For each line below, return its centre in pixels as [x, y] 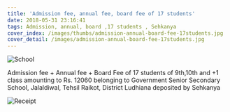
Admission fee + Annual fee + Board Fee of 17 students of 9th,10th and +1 [113, 73]
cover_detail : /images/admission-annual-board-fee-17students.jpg [106, 40]
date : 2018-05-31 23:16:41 [46, 20]
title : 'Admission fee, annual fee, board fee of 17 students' [101, 14]
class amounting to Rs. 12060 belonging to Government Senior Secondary [114, 80]
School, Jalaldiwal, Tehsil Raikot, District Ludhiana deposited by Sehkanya [114, 88]
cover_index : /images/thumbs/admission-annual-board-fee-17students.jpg [115, 33]
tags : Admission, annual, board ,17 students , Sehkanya [92, 26]
